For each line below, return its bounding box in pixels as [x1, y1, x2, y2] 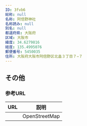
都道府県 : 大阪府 [5, 30, 36, 35]
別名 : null [5, 26, 26, 31]
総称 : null [5, 12, 26, 17]
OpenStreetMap [22, 113, 60, 120]
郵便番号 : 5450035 [5, 49, 41, 54]
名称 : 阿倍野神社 [5, 16, 36, 21]
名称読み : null [5, 21, 34, 26]
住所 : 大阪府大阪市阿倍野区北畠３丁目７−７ [5, 53, 83, 59]
